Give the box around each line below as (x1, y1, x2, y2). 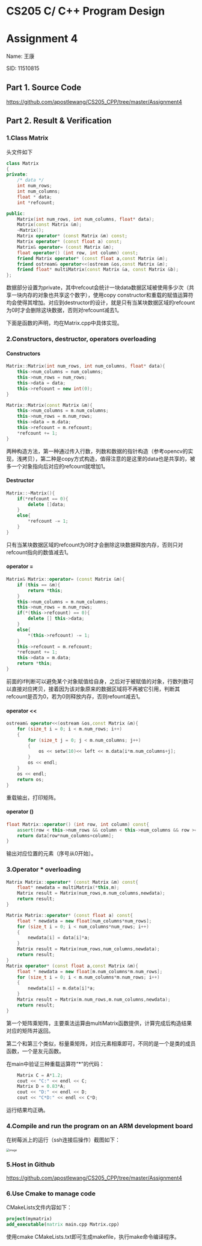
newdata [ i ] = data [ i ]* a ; (28, 934, 90, 941)
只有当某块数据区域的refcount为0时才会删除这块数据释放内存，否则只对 (6, 541, 183, 548)
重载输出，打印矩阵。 (6, 794, 59, 801)
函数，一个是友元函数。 (6, 1047, 64, 1055)
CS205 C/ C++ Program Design (6, 4, 165, 18)
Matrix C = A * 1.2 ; (17, 1072, 63, 1078)
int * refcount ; (17, 199, 55, 206)
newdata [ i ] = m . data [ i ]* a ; (28, 985, 96, 991)
